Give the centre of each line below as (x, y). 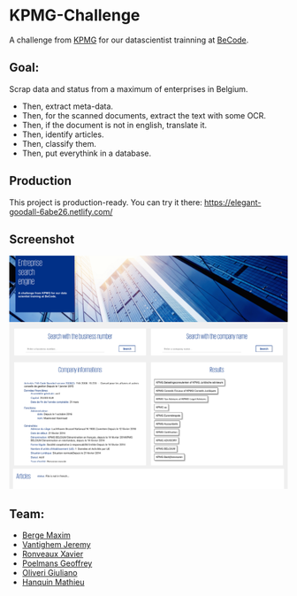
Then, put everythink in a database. (87, 153)
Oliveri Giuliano (49, 572)
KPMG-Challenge (75, 15)
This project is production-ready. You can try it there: (106, 202)
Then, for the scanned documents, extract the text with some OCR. (144, 115)
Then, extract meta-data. (67, 106)
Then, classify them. (59, 143)
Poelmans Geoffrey (57, 563)
